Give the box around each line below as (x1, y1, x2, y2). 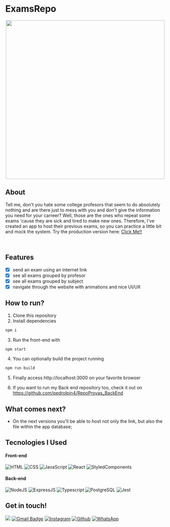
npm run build (5, 365, 36, 371)
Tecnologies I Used (5, 438, 67, 447)
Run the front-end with (12, 336, 60, 343)
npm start (5, 347, 26, 352)
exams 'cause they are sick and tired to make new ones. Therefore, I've (5, 218, 155, 224)
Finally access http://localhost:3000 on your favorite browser (12, 375, 141, 381)
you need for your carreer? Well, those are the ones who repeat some (5, 212, 151, 219)
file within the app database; (12, 424, 73, 430)
